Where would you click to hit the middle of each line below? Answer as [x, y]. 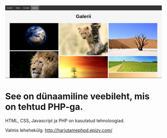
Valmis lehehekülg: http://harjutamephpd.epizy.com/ [59, 130]
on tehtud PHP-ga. [44, 107]
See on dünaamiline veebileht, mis [78, 96]
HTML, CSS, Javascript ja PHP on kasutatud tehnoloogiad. [65, 121]
